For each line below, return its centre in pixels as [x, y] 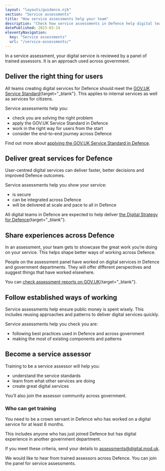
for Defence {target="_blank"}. [36, 220]
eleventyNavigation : [26, 32]
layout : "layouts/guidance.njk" [38, 10]
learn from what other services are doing [54, 381]
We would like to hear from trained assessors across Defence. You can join [81, 458]
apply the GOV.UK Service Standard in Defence [60, 123]
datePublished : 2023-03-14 [33, 28]
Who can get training [31, 408]
